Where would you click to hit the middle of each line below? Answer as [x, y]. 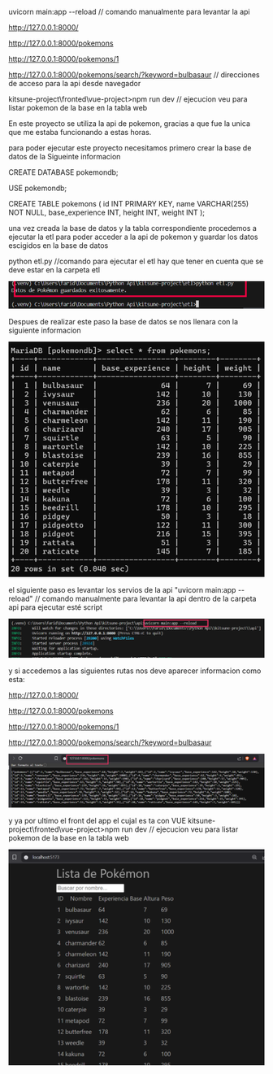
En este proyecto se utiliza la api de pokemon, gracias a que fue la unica [129, 124]
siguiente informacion [45, 330]
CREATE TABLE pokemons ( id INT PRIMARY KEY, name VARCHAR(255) [129, 204]
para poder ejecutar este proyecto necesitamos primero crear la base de [130, 148]
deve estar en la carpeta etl [54, 270]
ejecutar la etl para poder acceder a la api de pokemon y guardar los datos [133, 237]
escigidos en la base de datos [58, 246]
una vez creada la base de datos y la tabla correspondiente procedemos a [133, 228]
